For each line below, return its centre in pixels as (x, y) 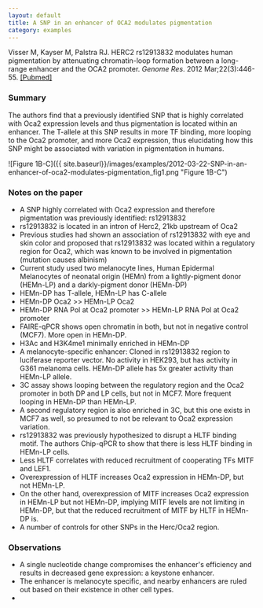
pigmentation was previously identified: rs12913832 (103, 218)
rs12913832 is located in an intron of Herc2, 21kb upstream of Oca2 (128, 226)
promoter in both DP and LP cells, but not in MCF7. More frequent (125, 393)
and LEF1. (35, 468)
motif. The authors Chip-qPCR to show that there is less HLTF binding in (136, 443)
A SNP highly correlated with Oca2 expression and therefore (117, 209)
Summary (27, 98)
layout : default (35, 15)
